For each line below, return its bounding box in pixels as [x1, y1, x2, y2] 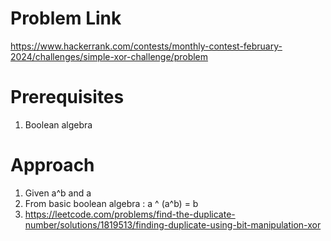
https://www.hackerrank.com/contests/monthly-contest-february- [10, 40, 283, 52]
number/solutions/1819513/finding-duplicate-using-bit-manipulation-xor [24, 218, 322, 231]
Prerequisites [10, 86, 125, 109]
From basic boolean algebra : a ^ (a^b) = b [24, 197, 199, 209]
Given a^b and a [24, 187, 92, 199]
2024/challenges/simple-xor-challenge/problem [10, 50, 209, 62]
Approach [10, 154, 95, 177]
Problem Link [10, 7, 122, 30]
